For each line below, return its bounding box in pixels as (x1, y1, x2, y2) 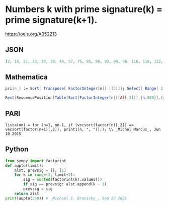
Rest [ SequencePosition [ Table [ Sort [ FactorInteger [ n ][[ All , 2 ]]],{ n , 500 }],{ (5, 95, 163, 100)
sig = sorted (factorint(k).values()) (23, 177, 102, 182)
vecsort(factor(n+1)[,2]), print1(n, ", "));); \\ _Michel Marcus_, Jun (5, 127, 161, 132)
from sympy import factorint (5, 158, 66, 163)
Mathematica (5, 73, 48, 82)
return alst (14, 191, 39, 196)
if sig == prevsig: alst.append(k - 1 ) (23, 182, 107, 187)
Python (5, 145, 29, 154)
